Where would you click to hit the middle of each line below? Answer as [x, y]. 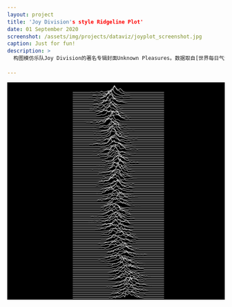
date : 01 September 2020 [43, 29]
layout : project [30, 14]
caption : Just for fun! [41, 44]
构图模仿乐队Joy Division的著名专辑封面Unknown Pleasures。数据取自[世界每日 [116, 59]
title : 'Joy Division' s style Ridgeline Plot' [75, 22]
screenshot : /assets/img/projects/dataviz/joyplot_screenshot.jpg [105, 37]
